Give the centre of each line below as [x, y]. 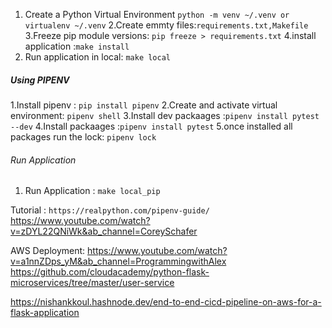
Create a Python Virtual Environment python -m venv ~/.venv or [157, 14]
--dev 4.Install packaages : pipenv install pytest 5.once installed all [151, 126]
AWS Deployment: [48, 251]
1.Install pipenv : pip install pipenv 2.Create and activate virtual [144, 105]
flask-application [45, 313]
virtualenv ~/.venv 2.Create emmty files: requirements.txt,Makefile [166, 25]
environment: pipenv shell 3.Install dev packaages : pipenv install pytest [165, 115]
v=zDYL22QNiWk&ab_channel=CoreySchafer [104, 231]
